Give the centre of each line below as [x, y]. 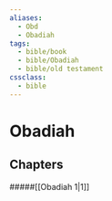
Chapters [36, 165]
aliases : [26, 18]
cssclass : [28, 78]
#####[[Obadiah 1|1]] [50, 186]
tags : [20, 43]
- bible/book [42, 52]
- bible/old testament [61, 69]
